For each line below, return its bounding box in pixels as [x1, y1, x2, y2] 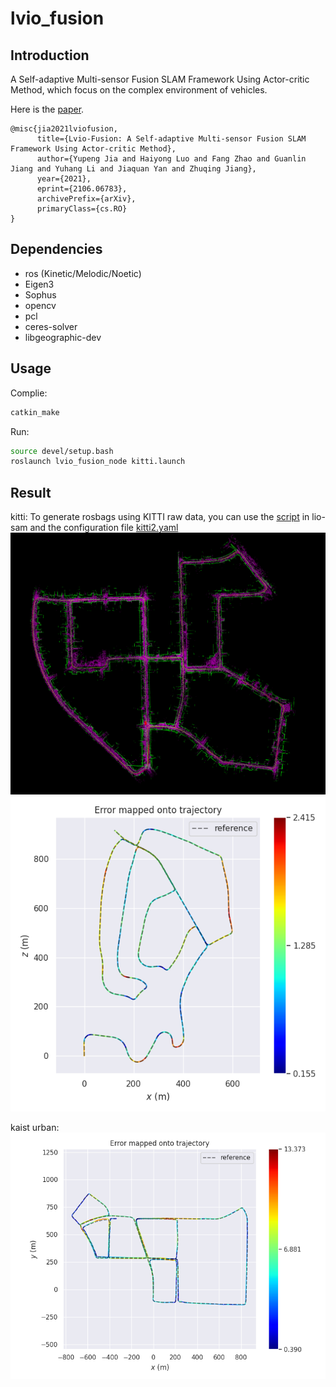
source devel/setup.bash [10, 446, 114, 456]
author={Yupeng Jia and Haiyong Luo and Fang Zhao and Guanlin [36, 154, 307, 164]
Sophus [24, 288, 57, 301]
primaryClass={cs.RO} [36, 204, 128, 214]
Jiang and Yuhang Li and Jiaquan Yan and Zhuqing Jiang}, [10, 164, 257, 174]
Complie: [10, 387, 48, 399]
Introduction [10, 47, 90, 64]
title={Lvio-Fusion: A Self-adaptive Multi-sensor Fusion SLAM [36, 134, 307, 144]
